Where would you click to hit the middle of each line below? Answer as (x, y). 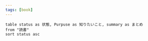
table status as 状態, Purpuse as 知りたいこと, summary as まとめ (74, 24)
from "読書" (17, 30)
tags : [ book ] (19, 10)
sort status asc (22, 34)
